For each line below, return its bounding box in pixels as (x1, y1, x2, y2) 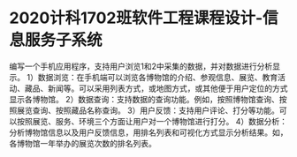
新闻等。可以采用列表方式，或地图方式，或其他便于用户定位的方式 (47, 83, 288, 93)
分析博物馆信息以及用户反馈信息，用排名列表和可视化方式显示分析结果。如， (9, 127, 288, 138)
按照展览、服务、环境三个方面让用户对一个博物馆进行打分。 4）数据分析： (16, 116, 287, 126)
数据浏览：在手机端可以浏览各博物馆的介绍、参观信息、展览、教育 (37, 71, 278, 82)
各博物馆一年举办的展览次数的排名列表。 (9, 138, 156, 148)
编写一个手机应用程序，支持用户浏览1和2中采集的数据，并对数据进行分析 (9, 61, 273, 71)
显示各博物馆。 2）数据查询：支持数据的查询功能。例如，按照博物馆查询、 (9, 93, 280, 104)
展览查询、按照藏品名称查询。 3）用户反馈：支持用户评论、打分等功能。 (16, 105, 280, 116)
